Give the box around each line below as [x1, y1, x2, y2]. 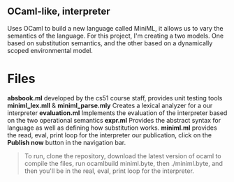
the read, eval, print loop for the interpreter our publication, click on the [7, 130, 212, 139]
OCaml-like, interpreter [7, 6, 110, 17]
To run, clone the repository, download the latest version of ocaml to [24, 151, 221, 160]
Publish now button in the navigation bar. [7, 138, 126, 146]
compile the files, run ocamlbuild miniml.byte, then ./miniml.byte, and [24, 159, 224, 167]
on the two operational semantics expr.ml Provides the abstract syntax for [7, 116, 221, 124]
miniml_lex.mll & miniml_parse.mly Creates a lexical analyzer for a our [7, 101, 213, 109]
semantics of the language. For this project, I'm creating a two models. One [7, 31, 224, 40]
